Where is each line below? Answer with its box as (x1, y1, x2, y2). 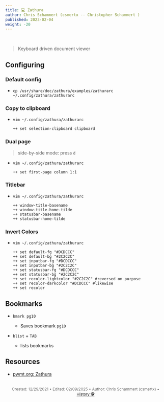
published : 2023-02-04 (5, 17, 53, 22)
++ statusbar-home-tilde (12, 216, 66, 221)
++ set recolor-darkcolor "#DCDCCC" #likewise (12, 281, 114, 286)
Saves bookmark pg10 (20, 323, 66, 329)
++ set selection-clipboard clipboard (12, 126, 95, 131)
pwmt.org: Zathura (12, 371, 52, 377)
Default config (5, 76, 42, 83)
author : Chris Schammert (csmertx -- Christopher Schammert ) (5, 12, 140, 17)
